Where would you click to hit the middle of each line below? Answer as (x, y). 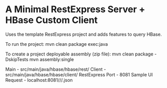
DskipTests (17, 59)
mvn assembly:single (52, 59)
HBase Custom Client (52, 20)
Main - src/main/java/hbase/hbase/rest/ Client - (56, 69)
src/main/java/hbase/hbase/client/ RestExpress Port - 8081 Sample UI (79, 74)
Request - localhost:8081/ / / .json (39, 80)
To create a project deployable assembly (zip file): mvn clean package (79, 54)
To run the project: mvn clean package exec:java (57, 44)
